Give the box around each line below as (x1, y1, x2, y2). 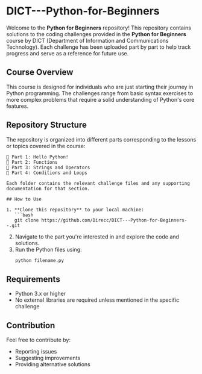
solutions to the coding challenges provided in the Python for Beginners (6, 30, 187, 37)
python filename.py (14, 257, 65, 263)
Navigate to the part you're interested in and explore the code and (14, 233, 180, 240)
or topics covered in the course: (6, 142, 86, 149)
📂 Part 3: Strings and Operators (6, 164, 90, 170)
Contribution (6, 320, 55, 331)
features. (6, 102, 29, 110)
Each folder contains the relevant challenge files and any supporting (6, 180, 190, 186)
